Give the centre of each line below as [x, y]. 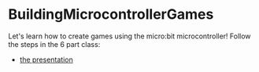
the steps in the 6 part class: [54, 44]
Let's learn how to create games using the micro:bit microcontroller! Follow [129, 36]
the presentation [46, 59]
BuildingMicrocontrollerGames [111, 14]
